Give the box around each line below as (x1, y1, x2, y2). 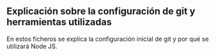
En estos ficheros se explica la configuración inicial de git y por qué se (6, 35, 210, 43)
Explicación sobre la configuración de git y (6, 6, 196, 17)
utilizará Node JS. (6, 41, 58, 50)
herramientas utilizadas (6, 17, 112, 28)
